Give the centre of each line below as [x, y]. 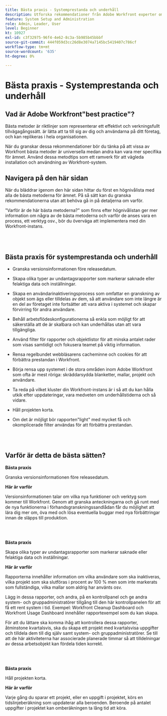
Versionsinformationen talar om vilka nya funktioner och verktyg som [76, 496]
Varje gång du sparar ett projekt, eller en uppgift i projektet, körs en [74, 697]
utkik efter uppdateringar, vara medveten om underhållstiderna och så [84, 395]
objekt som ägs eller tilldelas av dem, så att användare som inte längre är [87, 299]
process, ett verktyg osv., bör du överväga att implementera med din [75, 221]
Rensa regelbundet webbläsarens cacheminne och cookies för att [80, 354]
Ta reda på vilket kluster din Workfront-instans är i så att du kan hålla [83, 389]
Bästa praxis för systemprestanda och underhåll [82, 257]
